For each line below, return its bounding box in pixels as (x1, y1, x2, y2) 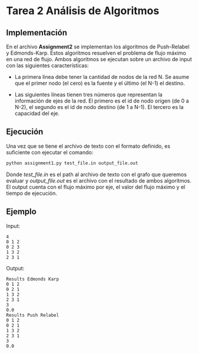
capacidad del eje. (14, 110, 60, 117)
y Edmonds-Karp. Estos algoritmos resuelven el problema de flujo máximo (6, 49, 187, 57)
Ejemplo (6, 207, 37, 217)
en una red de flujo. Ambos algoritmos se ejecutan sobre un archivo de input (6, 56, 192, 62)
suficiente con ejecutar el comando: (6, 148, 94, 156)
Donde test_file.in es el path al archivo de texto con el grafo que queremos (6, 171, 187, 178)
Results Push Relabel (6, 312, 60, 318)
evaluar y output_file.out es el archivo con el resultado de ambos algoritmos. (6, 177, 192, 184)
